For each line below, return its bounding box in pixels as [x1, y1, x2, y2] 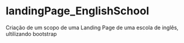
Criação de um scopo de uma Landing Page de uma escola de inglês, [5, 24, 179, 31]
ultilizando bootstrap [5, 30, 57, 37]
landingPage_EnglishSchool [5, 4, 149, 18]
